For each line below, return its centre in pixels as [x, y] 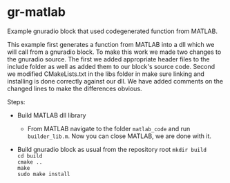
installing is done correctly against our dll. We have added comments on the [115, 81]
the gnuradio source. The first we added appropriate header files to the [108, 59]
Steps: [16, 102]
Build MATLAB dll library [51, 115]
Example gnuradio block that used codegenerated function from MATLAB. [112, 31]
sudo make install [44, 174]
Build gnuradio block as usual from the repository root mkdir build [112, 149]
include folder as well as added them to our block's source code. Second [111, 66]
